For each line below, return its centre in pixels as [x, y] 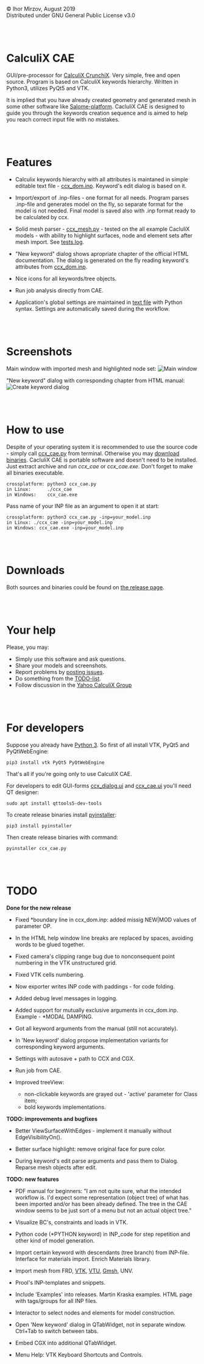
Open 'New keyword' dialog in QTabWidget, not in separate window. [100, 1324]
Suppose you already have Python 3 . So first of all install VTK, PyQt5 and [98, 745]
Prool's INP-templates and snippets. [60, 1282]
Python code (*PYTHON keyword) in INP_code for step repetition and [103, 1234]
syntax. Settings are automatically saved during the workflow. [92, 308]
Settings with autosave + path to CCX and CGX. [75, 1058]
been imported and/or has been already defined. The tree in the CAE [101, 1204]
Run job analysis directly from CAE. [59, 290]
